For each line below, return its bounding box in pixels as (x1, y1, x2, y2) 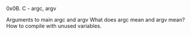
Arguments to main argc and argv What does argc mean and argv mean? (6, 16, 185, 23)
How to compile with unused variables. (6, 23, 102, 29)
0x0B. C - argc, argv (6, 5, 57, 12)
